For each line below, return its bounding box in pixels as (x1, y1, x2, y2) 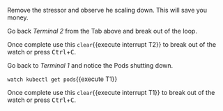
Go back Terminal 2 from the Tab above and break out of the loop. (7, 27, 197, 35)
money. (7, 13, 29, 22)
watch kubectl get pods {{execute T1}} (7, 75, 118, 83)
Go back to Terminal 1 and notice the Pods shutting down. (7, 61, 174, 69)
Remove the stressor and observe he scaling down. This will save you (7, 6, 208, 14)
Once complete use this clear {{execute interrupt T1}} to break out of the (7, 89, 215, 96)
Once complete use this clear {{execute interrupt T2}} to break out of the (7, 40, 217, 48)
